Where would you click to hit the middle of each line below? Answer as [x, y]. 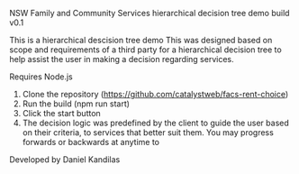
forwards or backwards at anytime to [91, 142]
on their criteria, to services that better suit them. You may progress [148, 133]
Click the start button [61, 113]
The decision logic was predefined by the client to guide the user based [156, 123]
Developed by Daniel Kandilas [65, 160]
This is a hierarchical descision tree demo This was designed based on [141, 40]
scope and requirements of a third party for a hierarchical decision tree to [145, 50]
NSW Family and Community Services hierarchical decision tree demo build [149, 13]
